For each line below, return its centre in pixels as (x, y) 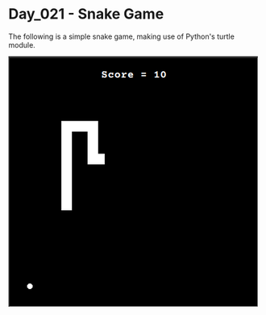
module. (22, 44)
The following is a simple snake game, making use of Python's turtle (122, 36)
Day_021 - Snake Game (86, 14)
